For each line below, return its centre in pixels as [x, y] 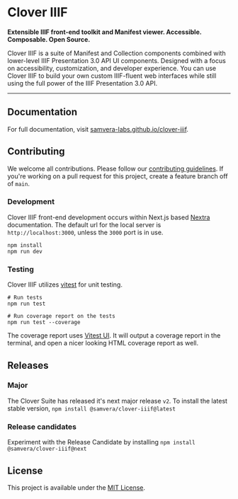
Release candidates [42, 427]
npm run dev [25, 251]
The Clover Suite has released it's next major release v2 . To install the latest [118, 401]
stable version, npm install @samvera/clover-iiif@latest [91, 408]
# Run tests [25, 298]
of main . [19, 183]
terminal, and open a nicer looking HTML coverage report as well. [103, 343]
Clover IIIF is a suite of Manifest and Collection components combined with [117, 53]
